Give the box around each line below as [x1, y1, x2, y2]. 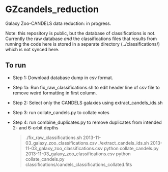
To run [5, 61, 26, 70]
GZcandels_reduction [5, 4, 99, 15]
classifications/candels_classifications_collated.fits [25, 161, 132, 167]
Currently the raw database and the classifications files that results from [5, 36, 157, 42]
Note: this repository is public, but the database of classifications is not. [5, 30, 156, 36]
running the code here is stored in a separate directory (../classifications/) [5, 41, 160, 47]
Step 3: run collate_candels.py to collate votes [12, 109, 109, 115]
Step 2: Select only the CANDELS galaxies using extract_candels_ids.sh [12, 99, 163, 106]
